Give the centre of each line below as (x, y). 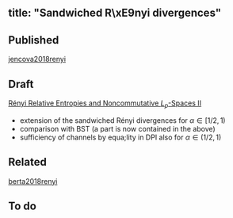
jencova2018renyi (37, 59)
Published (34, 40)
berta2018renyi (33, 181)
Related (28, 162)
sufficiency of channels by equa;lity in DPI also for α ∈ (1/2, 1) (120, 137)
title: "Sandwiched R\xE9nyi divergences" (115, 13)
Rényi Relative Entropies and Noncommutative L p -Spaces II (105, 104)
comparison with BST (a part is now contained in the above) (117, 128)
